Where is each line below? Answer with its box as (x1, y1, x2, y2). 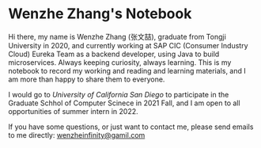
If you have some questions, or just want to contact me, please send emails (8, 122, 254, 131)
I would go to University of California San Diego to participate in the (8, 89, 229, 99)
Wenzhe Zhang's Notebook (8, 5, 192, 23)
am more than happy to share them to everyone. (8, 74, 165, 84)
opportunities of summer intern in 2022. (8, 106, 138, 116)
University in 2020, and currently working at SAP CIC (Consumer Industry (8, 40, 248, 50)
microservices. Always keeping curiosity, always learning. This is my (8, 57, 232, 67)
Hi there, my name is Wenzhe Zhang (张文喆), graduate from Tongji (8, 32, 227, 41)
